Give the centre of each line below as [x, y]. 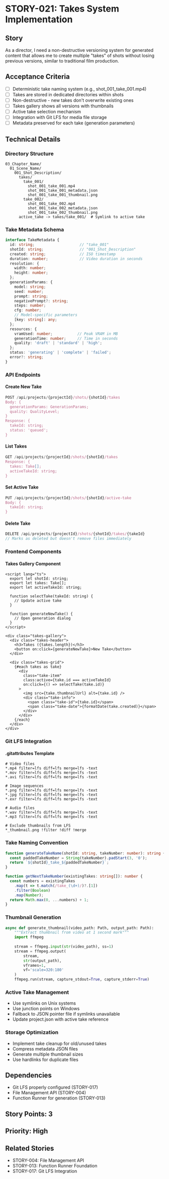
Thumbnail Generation [33, 917]
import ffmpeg [29, 937]
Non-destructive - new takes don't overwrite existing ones [73, 100]
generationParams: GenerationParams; [49, 407]
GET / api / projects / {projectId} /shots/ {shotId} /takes [62, 457]
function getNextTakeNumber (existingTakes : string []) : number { [74, 877]
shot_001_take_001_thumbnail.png [63, 195]
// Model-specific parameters [46, 315]
